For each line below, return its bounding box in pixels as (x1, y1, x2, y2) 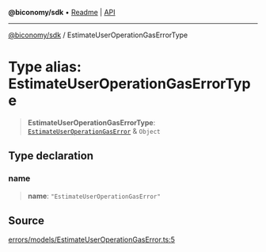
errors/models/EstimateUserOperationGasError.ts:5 (8, 235, 176, 245)
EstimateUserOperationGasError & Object (27, 126, 161, 136)
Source (8, 214, 45, 227)
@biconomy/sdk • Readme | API (8, 8, 116, 17)
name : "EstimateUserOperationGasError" (27, 191, 161, 200)
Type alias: (8, 58, 82, 76)
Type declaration (8, 149, 93, 162)
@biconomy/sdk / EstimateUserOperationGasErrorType (8, 30, 188, 40)
